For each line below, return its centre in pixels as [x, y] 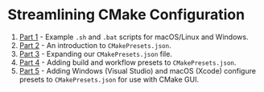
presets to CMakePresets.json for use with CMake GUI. [109, 79]
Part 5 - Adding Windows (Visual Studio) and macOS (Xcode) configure [138, 70]
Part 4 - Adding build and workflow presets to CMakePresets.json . [128, 62]
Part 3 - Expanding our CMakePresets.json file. [95, 54]
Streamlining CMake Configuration [126, 15]
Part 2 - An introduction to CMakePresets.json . [95, 45]
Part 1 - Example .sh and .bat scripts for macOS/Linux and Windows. [134, 37]
